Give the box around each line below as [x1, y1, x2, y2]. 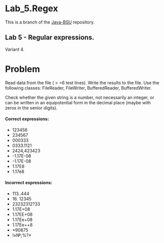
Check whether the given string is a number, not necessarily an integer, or [5, 94, 154, 100]
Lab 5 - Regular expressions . [5, 33, 94, 42]
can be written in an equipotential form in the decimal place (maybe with [5, 99, 151, 105]
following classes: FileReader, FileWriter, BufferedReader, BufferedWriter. [5, 85, 152, 91]
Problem [5, 63, 40, 74]
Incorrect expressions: [5, 180, 52, 186]
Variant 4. [5, 46, 24, 52]
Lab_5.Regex [5, 3, 58, 14]
